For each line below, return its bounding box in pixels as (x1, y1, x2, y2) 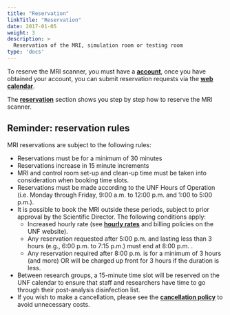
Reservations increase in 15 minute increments (17, 161, 149, 169)
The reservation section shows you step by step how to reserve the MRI (7, 95, 213, 103)
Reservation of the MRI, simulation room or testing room (13, 42, 184, 49)
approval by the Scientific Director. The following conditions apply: (17, 213, 207, 221)
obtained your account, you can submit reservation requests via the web (7, 74, 213, 83)
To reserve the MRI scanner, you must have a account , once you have (7, 67, 207, 76)
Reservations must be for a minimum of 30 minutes (17, 154, 163, 162)
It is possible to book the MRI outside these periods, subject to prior (17, 205, 210, 213)
